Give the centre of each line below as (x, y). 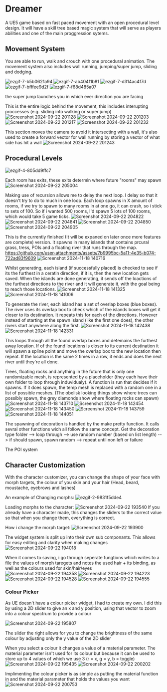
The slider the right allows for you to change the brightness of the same (79, 633)
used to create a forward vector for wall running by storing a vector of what (83, 137)
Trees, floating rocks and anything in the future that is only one (70, 371)
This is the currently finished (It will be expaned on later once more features (83, 237)
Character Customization (45, 465)
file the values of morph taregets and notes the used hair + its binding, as (81, 563)
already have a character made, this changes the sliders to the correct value (83, 513)
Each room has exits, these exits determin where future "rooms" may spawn (83, 180)
